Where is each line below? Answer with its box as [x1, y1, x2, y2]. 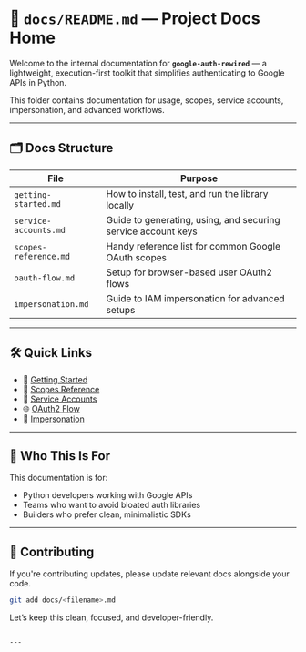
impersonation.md [14, 299, 89, 309]
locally [106, 199, 135, 211]
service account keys [106, 225, 198, 238]
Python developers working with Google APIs [22, 490, 193, 501]
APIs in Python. [9, 76, 66, 87]
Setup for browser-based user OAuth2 [106, 266, 273, 279]
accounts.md [14, 225, 66, 235]
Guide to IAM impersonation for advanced [106, 291, 285, 304]
